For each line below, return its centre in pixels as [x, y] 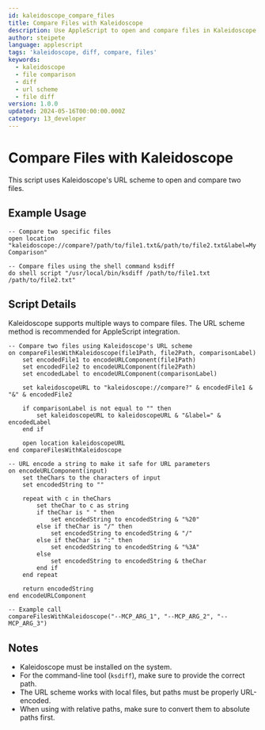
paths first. [37, 717]
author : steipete [37, 38]
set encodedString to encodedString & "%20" [125, 520]
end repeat [40, 575]
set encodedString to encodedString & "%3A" [125, 548]
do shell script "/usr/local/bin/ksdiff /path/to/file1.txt [110, 273]
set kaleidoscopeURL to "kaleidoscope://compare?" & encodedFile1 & [138, 388]
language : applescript [45, 45]
